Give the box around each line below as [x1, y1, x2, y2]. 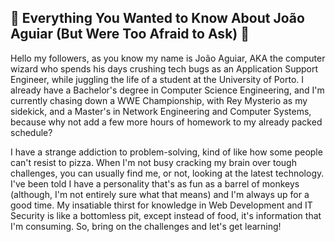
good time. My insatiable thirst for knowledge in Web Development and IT [10, 199, 313, 211]
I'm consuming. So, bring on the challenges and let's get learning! [10, 220, 282, 232]
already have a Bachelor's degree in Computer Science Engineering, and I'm [10, 84, 325, 96]
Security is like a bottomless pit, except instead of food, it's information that [10, 209, 322, 221]
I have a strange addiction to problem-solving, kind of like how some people [10, 146, 323, 158]
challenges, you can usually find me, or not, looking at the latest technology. [10, 167, 325, 179]
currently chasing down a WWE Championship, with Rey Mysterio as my [10, 94, 308, 106]
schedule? [10, 126, 53, 138]
